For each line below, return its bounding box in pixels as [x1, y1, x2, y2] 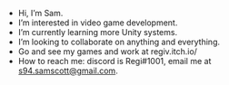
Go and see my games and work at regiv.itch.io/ [17, 46, 198, 57]
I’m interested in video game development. [17, 17, 178, 28]
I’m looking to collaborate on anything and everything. [17, 36, 221, 47]
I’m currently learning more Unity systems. [17, 27, 178, 37]
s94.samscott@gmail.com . [17, 65, 118, 76]
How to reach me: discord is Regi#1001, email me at [17, 56, 212, 66]
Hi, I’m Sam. [17, 8, 64, 18]
